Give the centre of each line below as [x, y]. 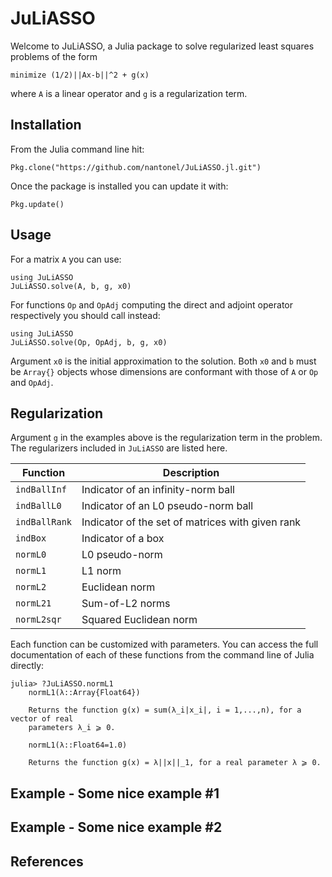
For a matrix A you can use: [66, 259]
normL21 [33, 603]
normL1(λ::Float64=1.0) [78, 745]
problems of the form [54, 56]
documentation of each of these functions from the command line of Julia [162, 655]
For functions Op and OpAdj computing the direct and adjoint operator [151, 304]
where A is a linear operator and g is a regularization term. [129, 93]
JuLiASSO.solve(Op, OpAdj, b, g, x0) [89, 342]
